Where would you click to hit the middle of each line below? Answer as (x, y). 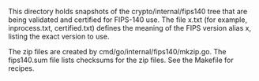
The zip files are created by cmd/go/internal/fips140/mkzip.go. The (117, 52)
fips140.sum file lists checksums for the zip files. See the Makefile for (121, 60)
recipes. (21, 68)
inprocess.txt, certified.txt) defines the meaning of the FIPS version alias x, (129, 28)
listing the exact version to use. (59, 36)
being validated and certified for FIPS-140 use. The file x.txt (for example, (128, 20)
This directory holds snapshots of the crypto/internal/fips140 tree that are (128, 11)
